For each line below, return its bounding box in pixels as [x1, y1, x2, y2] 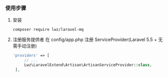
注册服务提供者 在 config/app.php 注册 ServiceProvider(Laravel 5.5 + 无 [12, 36, 163, 43]
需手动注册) [12, 43, 37, 49]
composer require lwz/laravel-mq [12, 27, 84, 32]
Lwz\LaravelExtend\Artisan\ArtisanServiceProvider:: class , [24, 62, 152, 68]
